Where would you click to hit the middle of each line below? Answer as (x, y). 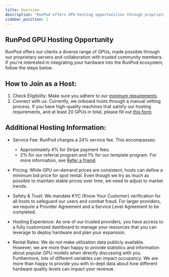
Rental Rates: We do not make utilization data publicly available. (78, 242)
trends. (20, 186)
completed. (24, 212)
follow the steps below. (29, 68)
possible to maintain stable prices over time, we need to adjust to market (88, 181)
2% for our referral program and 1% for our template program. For (88, 155)
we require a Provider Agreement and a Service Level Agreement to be (86, 206)
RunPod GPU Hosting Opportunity (60, 40)
